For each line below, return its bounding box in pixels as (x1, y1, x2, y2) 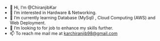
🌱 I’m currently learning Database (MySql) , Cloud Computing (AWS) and (9, 15, 156, 20)
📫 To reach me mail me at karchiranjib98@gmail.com (9, 30, 118, 36)
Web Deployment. (9, 20, 46, 26)
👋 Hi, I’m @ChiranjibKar (9, 5, 57, 10)
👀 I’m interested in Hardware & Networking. (9, 10, 97, 15)
